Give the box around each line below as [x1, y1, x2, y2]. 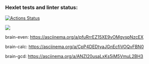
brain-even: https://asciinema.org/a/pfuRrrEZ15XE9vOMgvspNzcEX [5, 34, 144, 40]
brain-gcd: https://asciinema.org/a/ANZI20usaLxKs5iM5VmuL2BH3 [5, 54, 144, 60]
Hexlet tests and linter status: [5, 4, 78, 11]
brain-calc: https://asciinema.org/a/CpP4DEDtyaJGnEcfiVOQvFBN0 [5, 44, 144, 50]
